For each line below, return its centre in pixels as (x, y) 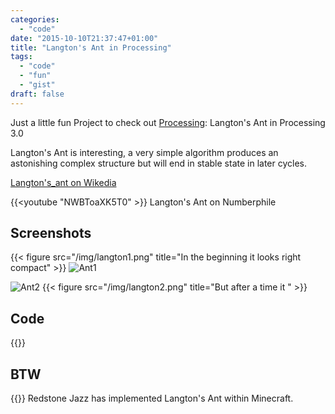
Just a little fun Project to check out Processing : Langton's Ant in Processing (168, 122)
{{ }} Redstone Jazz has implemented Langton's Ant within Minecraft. (152, 398)
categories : (35, 19)
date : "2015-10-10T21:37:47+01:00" (84, 38)
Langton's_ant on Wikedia (63, 182)
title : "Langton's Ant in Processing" (91, 47)
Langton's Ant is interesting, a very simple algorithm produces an (144, 152)
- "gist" (37, 85)
